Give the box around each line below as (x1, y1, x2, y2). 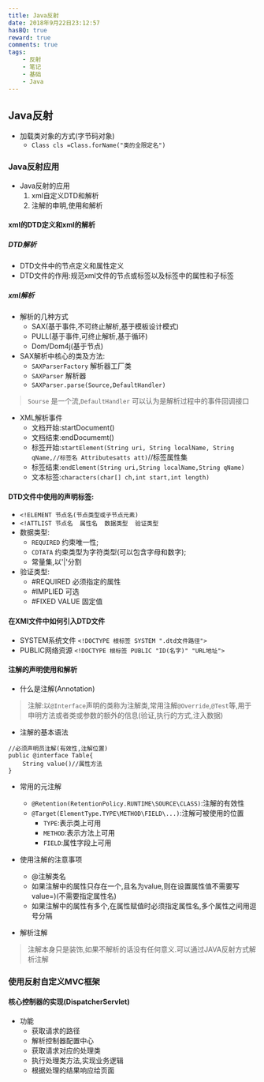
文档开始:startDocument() (31, 423, 115, 433)
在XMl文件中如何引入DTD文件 (8, 616, 106, 626)
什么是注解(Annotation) (19, 684, 95, 693)
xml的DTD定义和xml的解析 (8, 220, 96, 230)
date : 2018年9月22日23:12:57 (8, 19, 101, 27)
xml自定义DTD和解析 (31, 190, 99, 200)
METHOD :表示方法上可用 (43, 828, 116, 837)
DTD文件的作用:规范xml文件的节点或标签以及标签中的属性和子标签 (19, 271, 234, 280)
